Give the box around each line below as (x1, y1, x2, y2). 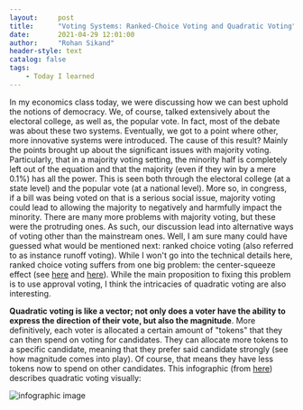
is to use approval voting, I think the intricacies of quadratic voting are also (9, 278, 287, 289)
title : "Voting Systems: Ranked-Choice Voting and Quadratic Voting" (9, 22, 297, 31)
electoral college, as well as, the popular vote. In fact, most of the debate (9, 115, 280, 126)
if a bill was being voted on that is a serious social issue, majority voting (9, 192, 276, 203)
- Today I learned (25, 72, 95, 81)
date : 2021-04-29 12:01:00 (9, 30, 135, 39)
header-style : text (9, 47, 83, 56)
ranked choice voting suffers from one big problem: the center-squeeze (9, 259, 276, 270)
